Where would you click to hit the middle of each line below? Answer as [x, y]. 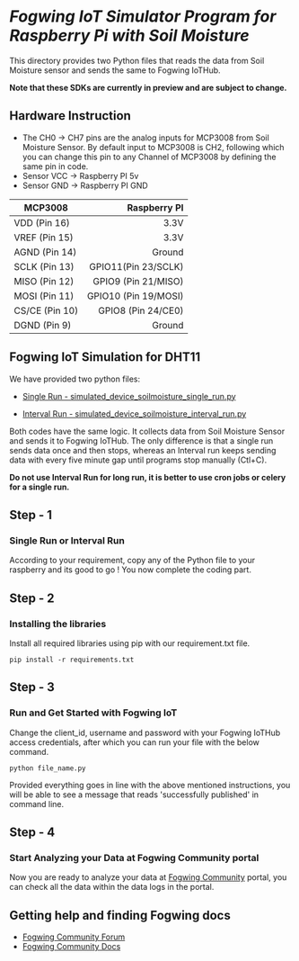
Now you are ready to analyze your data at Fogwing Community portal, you [148, 877]
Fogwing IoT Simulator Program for [143, 17]
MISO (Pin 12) [44, 281]
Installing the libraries [58, 624]
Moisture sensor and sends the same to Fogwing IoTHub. [115, 70]
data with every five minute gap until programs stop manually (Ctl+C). [138, 460]
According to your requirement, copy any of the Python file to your [132, 561]
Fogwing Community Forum [74, 937]
